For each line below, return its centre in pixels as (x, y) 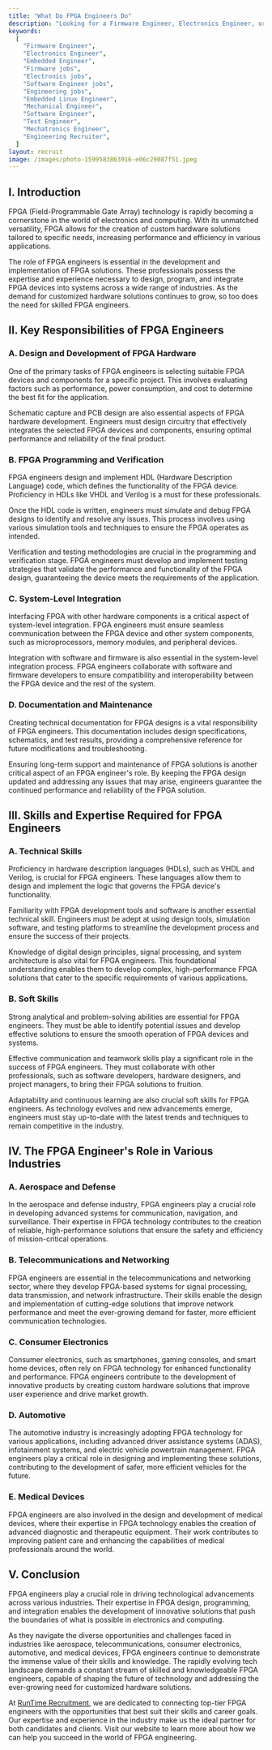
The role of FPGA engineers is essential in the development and (115, 262)
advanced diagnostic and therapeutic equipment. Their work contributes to (134, 1532)
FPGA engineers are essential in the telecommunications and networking (130, 1278)
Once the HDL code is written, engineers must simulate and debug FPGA (130, 510)
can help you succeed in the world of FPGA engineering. (102, 1738)
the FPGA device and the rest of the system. (82, 684)
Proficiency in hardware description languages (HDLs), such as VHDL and (132, 869)
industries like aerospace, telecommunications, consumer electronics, (125, 1645)
